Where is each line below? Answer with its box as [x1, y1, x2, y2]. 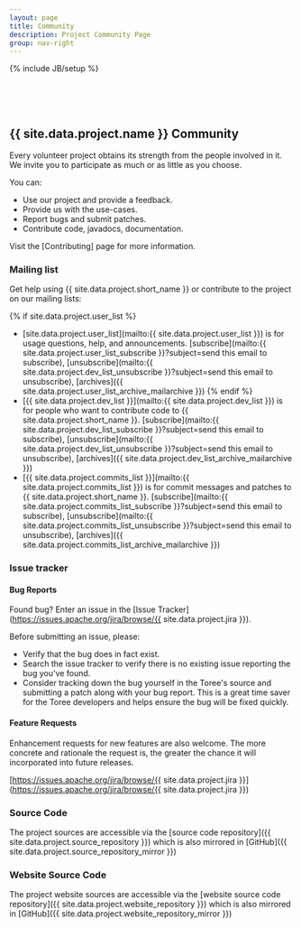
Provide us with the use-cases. [22, 204, 138, 215]
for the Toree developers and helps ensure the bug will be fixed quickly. [22, 697, 289, 708]
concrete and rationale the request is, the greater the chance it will [9, 747, 257, 758]
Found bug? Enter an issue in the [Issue [9, 604, 156, 615]
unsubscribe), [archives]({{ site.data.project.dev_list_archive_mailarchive [22, 453, 293, 464]
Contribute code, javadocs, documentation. [22, 223, 184, 235]
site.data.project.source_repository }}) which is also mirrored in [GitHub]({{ [9, 836, 287, 847]
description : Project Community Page [9, 30, 151, 39]
